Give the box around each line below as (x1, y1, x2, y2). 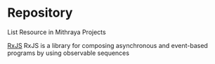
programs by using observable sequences (7, 49, 130, 57)
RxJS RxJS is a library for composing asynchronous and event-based (7, 41, 209, 49)
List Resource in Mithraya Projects (7, 28, 107, 36)
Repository (7, 5, 73, 21)
